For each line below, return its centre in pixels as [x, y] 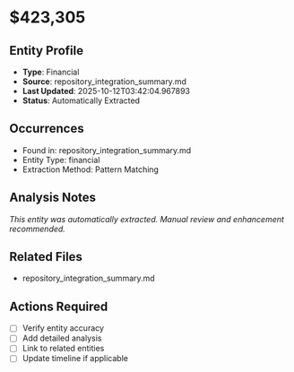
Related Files [46, 257]
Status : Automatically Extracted [81, 100]
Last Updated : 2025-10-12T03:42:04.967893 [106, 91]
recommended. [37, 229]
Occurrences [47, 129]
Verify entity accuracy [63, 328]
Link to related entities [63, 349]
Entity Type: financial [61, 160]
